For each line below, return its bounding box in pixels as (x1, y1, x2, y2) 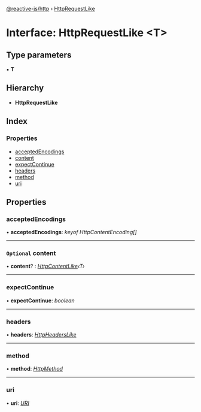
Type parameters (6, 50, 72, 60)
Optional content (6, 249, 56, 257)
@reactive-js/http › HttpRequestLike (6, 5, 96, 12)
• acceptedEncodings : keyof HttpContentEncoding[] (6, 229, 137, 236)
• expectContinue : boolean (6, 296, 75, 304)
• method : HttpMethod (6, 365, 63, 372)
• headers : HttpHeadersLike (6, 331, 77, 338)
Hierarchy (6, 83, 44, 93)
